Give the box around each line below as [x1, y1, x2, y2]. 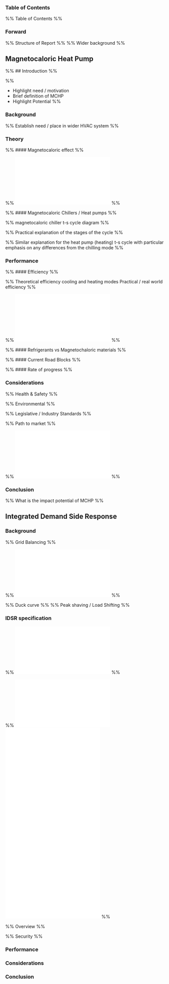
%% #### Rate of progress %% [5, 367, 72, 373]
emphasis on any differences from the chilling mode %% [5, 245, 124, 250]
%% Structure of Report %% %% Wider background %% [5, 40, 125, 46]
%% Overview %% [5, 923, 46, 929]
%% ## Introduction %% [5, 68, 58, 74]
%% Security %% [5, 933, 43, 939]
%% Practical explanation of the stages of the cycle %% [5, 229, 123, 235]
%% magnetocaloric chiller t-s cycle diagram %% [5, 220, 109, 225]
